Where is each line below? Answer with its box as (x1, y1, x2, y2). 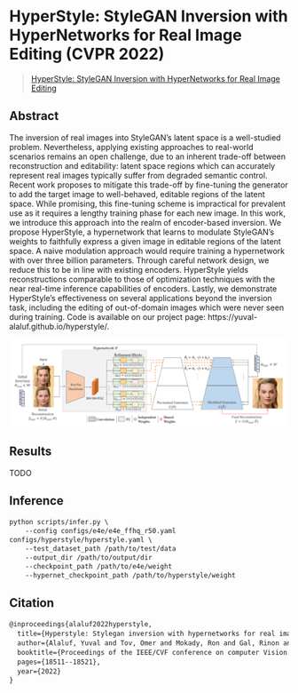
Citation (9, 595, 55, 610)
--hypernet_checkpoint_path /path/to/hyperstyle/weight (25, 571, 237, 580)
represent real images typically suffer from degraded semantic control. (9, 170, 268, 180)
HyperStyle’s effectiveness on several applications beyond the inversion (9, 292, 272, 303)
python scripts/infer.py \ (9, 518, 109, 527)
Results (9, 444, 52, 459)
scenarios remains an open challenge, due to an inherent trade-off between (9, 151, 286, 162)
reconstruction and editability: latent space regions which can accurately (9, 160, 276, 171)
